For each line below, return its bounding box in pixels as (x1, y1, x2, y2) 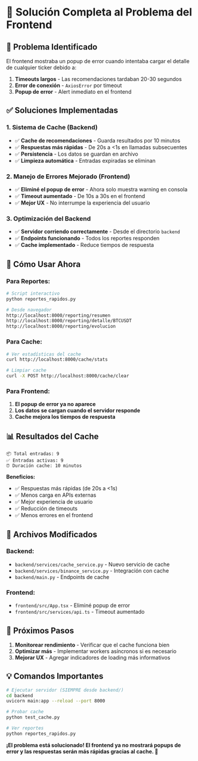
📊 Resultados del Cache (6, 431, 99, 441)
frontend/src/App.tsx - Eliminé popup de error (14, 602, 130, 609)
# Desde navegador (6, 307, 52, 313)
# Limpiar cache (6, 367, 47, 373)
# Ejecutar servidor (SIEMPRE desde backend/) (6, 687, 124, 693)
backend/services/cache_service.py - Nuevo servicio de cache (14, 561, 170, 568)
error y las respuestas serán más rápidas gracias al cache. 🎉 (6, 748, 159, 755)
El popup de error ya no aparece (14, 401, 96, 408)
